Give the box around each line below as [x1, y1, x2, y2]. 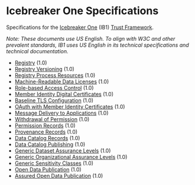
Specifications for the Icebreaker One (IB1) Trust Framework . [6, 24, 154, 31]
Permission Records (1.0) [14, 122, 76, 129]
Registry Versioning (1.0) [14, 65, 75, 72]
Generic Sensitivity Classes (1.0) [14, 160, 93, 167]
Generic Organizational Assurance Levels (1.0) [14, 153, 128, 160]
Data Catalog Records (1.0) [14, 134, 80, 141]
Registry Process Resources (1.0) [14, 72, 96, 79]
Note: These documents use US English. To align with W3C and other [6, 35, 175, 42]
